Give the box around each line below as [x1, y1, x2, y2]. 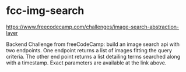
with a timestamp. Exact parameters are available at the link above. [6, 59, 167, 66]
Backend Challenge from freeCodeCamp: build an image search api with [6, 41, 180, 48]
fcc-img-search [6, 4, 85, 17]
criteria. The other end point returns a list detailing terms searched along [6, 53, 181, 60]
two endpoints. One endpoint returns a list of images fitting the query [6, 46, 172, 53]
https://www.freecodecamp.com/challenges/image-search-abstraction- [6, 23, 180, 30]
